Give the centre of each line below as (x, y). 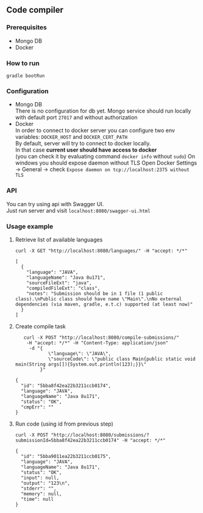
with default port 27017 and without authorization (77, 117)
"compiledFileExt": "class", (63, 288)
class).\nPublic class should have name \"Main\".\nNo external (98, 299)
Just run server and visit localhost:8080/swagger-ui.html (78, 210)
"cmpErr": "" (37, 407)
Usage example (30, 226)
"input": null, (40, 478)
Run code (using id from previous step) (64, 424)
